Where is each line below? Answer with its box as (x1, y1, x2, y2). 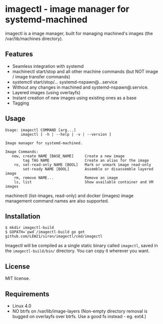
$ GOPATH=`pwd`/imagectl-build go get (5, 229, 85, 235)
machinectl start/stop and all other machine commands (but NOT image (12, 68, 159, 74)
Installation (5, 212, 41, 220)
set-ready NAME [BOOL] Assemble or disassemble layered (23, 166, 154, 171)
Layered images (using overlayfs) (12, 89, 81, 95)
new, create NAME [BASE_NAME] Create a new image (11, 154, 125, 159)
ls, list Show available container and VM (14, 179, 154, 184)
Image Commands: (5, 149, 39, 154)
